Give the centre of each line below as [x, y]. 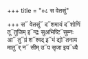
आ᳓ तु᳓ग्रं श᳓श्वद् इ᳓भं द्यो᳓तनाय [42, 40]
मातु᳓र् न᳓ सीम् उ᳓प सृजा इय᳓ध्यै [43, 47]
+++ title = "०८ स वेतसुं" [38, 11]
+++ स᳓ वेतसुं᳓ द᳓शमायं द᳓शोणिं [44, 24]
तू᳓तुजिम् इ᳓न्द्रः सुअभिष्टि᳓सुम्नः [41, 32]
